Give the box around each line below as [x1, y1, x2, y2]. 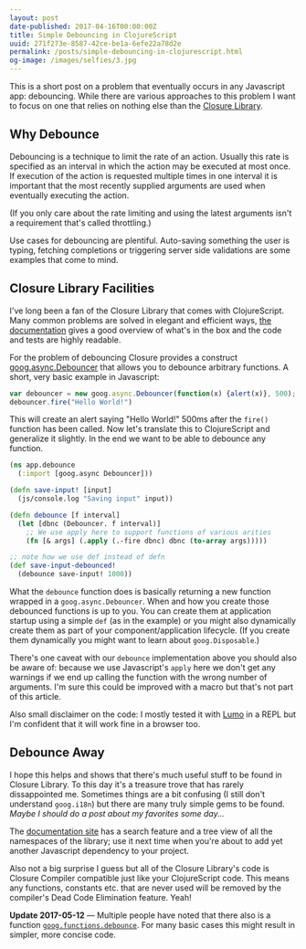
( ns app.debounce [9, 460, 76, 470]
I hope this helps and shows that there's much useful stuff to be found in [9, 769, 283, 780]
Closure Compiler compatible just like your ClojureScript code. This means [9, 872, 290, 883]
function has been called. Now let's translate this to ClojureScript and [9, 424, 271, 435]
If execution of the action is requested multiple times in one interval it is [9, 170, 279, 181]
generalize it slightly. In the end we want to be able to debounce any [9, 433, 267, 444]
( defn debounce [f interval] [9, 511, 121, 520]
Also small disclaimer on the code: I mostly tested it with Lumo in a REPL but [9, 709, 297, 720]
